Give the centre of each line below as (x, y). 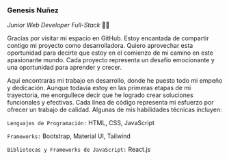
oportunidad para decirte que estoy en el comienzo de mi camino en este (110, 53)
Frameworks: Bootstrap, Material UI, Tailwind (69, 136)
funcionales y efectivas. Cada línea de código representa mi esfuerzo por (110, 103)
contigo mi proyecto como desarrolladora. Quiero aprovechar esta (100, 46)
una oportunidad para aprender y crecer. (64, 68)
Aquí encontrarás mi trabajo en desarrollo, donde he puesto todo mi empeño (115, 81)
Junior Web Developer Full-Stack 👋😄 (58, 25)
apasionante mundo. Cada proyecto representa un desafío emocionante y (111, 60)
